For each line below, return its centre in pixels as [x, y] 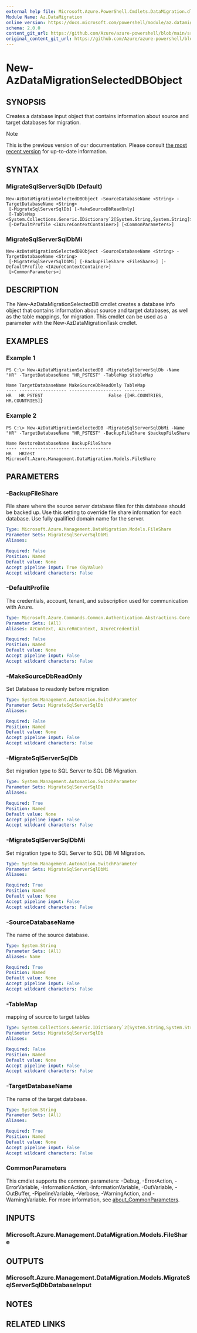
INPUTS [21, 1218]
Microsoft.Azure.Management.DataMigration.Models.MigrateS [98, 1278]
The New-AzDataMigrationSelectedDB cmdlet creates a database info [91, 304]
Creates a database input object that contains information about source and [98, 116]
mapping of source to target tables [48, 1017]
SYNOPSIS [26, 102]
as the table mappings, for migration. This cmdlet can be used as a [87, 316]
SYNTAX [23, 170]
